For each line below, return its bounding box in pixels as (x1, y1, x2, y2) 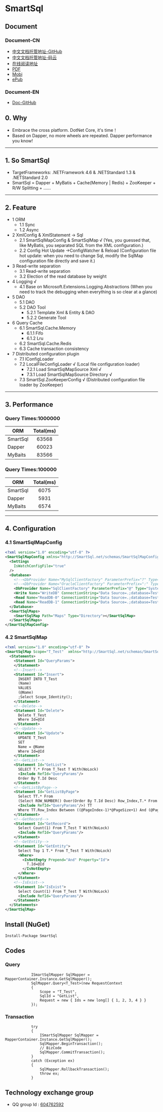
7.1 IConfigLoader (19, 356, 54, 362)
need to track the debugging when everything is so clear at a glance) (19, 289, 158, 295)
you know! (12, 138, 33, 143)
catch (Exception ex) (31, 1058, 75, 1063)
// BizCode (39, 1045, 62, 1050)
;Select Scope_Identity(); (17, 695, 73, 700)
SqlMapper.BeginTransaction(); (39, 1041, 103, 1046)
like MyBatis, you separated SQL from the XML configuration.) (19, 242, 144, 248)
